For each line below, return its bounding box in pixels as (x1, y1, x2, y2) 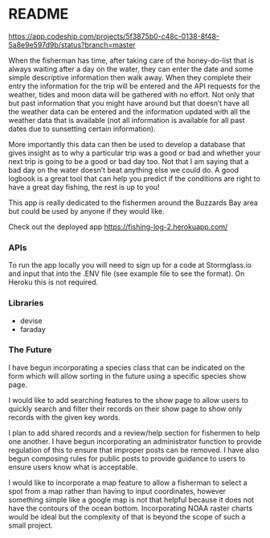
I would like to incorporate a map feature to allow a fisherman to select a (8, 478, 247, 487)
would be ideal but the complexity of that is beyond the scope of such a (8, 511, 246, 521)
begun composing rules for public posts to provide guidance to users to (8, 454, 246, 463)
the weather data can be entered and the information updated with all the (8, 106, 251, 117)
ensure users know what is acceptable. (8, 462, 138, 471)
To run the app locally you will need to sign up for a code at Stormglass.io (8, 261, 252, 270)
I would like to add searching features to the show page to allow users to (8, 395, 249, 405)
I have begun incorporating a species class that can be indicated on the (8, 363, 245, 372)
